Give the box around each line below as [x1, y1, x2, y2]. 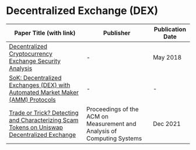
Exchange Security [9, 57, 61, 65]
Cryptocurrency [9, 50, 52, 58]
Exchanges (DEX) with [9, 81, 71, 89]
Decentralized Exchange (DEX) [6, 4, 159, 18]
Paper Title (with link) [14, 29, 76, 37]
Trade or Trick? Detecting [9, 109, 79, 117]
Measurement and [86, 120, 136, 128]
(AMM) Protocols [9, 95, 57, 103]
